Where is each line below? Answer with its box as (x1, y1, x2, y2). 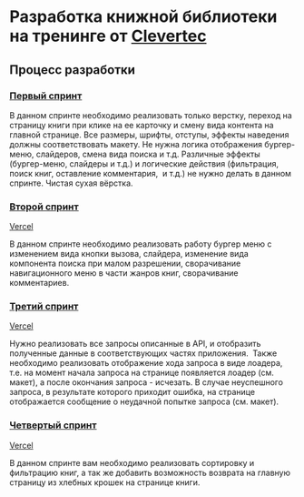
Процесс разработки (9, 62, 136, 77)
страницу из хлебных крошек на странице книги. (9, 476, 201, 488)
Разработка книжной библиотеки (9, 6, 278, 27)
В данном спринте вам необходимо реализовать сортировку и (9, 457, 255, 468)
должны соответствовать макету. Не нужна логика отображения (9, 138, 263, 149)
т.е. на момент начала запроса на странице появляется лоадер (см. (9, 367, 275, 379)
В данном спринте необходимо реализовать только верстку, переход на (9, 109, 292, 120)
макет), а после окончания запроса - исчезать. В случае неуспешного (9, 377, 284, 388)
